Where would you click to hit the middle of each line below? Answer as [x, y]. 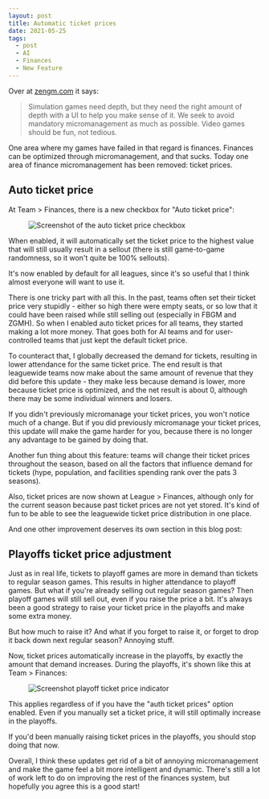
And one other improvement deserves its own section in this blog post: [125, 529]
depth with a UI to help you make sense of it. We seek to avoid [131, 115]
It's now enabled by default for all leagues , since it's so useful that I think [129, 273]
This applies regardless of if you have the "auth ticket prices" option [121, 704]
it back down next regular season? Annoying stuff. [91, 641]
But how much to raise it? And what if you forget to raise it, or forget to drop [134, 632]
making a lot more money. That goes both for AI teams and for [111, 331]
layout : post [30, 16]
